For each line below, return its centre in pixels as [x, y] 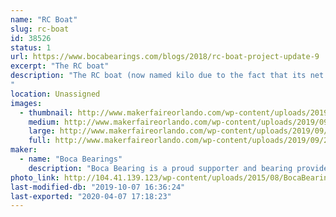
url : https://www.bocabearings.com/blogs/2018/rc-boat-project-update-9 [165, 57]
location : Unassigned [55, 94]
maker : [24, 150]
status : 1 [31, 47]
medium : [44, 122]
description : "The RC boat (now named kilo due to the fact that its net [167, 76]
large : [42, 131]
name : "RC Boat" [44, 19]
